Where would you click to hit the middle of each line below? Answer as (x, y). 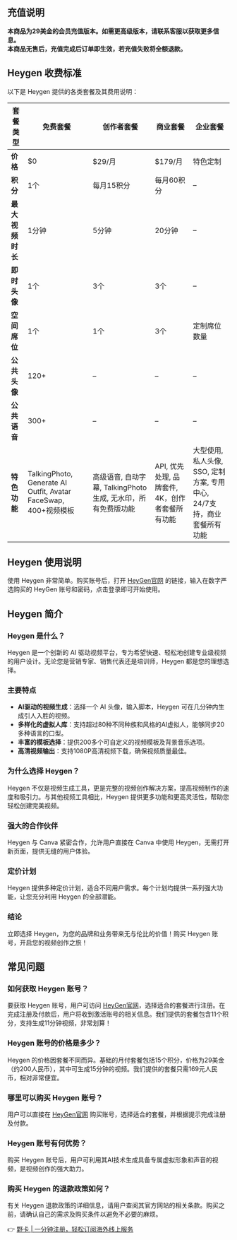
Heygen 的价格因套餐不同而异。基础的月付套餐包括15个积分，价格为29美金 (116, 1060)
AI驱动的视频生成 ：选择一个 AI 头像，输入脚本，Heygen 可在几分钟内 (118, 707)
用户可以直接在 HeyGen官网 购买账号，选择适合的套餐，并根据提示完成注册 (116, 1114)
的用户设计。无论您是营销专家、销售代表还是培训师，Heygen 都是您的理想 (115, 661)
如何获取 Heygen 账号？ (48, 988)
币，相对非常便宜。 (35, 1077)
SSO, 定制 (209, 471)
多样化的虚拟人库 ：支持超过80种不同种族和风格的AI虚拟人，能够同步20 (121, 725)
